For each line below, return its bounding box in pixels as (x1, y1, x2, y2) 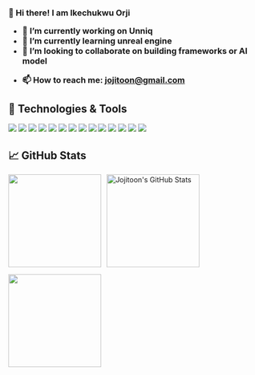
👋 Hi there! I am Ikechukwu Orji (8, 7, 131, 18)
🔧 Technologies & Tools (8, 102, 127, 116)
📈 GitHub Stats (8, 149, 87, 162)
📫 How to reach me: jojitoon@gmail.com (22, 74, 185, 85)
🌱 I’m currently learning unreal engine (22, 35, 172, 47)
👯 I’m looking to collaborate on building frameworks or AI (22, 46, 248, 57)
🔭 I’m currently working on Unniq (22, 26, 153, 37)
